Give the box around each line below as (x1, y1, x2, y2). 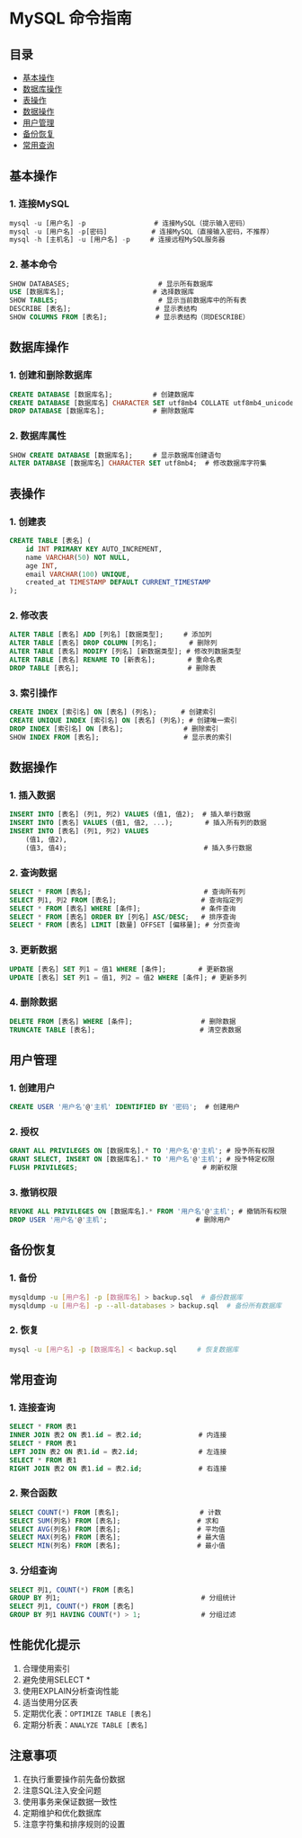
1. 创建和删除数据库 (9, 369, 93, 382)
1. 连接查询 (9, 1401, 56, 1414)
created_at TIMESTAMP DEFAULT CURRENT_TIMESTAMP (25, 578, 211, 587)
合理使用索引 (22, 1663, 70, 1674)
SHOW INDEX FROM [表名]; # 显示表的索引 (9, 733, 232, 741)
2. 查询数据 (9, 866, 58, 879)
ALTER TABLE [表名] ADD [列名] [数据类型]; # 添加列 (9, 630, 212, 639)
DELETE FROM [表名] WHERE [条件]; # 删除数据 (9, 1017, 236, 1026)
